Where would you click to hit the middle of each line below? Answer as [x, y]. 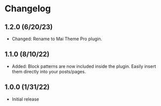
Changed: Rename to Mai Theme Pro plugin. [57, 39]
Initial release [25, 99]
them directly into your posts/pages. [49, 71]
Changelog [28, 9]
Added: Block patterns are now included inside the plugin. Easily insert [84, 66]
